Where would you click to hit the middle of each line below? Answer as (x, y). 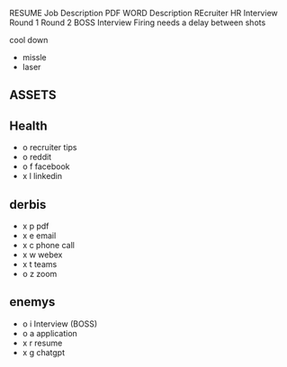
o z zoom (40, 274)
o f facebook (46, 166)
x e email (39, 236)
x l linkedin (42, 176)
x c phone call (48, 246)
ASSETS (33, 95)
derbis (28, 205)
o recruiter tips (50, 148)
